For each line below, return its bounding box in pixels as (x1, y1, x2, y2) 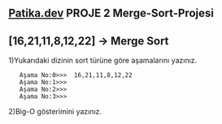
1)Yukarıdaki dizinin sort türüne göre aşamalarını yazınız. (8, 56, 198, 66)
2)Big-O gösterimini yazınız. (8, 107, 102, 117)
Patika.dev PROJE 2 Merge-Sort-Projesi (8, 6, 214, 20)
